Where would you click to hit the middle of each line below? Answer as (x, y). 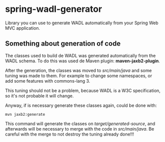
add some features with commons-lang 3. (48, 81)
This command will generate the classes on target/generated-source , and (80, 123)
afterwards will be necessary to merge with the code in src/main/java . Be (80, 129)
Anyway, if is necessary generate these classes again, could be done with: (81, 105)
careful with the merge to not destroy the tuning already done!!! (70, 134)
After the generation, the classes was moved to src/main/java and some (79, 70)
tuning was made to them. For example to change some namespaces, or (79, 76)
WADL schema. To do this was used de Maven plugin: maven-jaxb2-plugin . (83, 61)
